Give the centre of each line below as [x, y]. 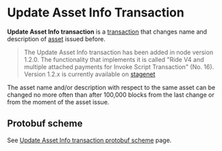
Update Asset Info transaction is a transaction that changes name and [107, 32]
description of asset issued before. [57, 38]
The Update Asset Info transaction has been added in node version [119, 52]
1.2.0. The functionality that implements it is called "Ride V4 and [114, 59]
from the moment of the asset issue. [58, 102]
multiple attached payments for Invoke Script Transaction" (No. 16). [119, 67]
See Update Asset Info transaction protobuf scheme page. [89, 140]
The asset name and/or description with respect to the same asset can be [111, 87]
